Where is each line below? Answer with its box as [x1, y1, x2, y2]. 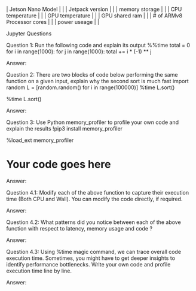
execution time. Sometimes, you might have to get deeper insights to [6, 254, 175, 262]
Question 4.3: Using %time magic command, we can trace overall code [6, 248, 181, 255]
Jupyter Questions [6, 30, 52, 37]
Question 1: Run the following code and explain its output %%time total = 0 [6, 42, 190, 48]
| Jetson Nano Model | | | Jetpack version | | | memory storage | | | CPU [6, 6, 182, 13]
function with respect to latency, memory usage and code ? [6, 225, 153, 232]
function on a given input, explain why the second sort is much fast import [6, 78, 189, 84]
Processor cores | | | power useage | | [6, 19, 100, 25]
